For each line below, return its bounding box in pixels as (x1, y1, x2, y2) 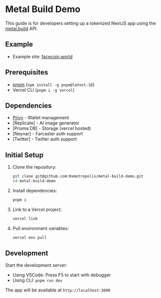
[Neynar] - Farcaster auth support (12, 131, 83, 137)
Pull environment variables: (12, 225, 69, 231)
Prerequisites (5, 68, 48, 77)
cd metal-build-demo (12, 179, 56, 184)
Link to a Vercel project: (12, 206, 62, 212)
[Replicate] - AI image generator (12, 120, 79, 126)
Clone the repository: (12, 164, 57, 170)
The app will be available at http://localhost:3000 (5, 287, 111, 293)
